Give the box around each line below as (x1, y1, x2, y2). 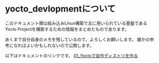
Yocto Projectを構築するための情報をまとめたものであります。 (5, 26, 129, 32)
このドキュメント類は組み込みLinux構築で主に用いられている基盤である (5, 20, 147, 26)
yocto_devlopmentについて (5, 3, 116, 14)
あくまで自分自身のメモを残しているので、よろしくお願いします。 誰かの (5, 36, 150, 42)
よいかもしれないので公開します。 (26, 42, 94, 48)
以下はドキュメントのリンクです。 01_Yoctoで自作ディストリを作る (5, 52, 138, 58)
